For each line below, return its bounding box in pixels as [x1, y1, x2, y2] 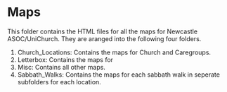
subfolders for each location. [17, 77, 102, 86]
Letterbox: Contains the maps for [17, 55, 114, 63]
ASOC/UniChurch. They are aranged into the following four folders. [7, 34, 202, 43]
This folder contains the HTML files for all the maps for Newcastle [7, 27, 198, 36]
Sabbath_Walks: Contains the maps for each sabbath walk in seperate [17, 70, 220, 79]
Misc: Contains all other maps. [17, 63, 105, 71]
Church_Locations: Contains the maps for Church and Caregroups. [17, 48, 212, 56]
